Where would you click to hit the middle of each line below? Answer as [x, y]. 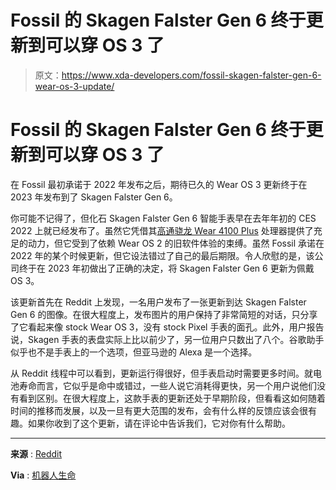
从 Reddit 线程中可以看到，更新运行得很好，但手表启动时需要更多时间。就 [161, 373]
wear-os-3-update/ [74, 86]
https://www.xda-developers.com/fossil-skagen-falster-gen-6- [191, 75]
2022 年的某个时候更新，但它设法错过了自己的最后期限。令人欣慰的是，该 [162, 255]
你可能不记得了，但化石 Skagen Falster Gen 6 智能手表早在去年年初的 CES [163, 218]
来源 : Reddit [36, 453]
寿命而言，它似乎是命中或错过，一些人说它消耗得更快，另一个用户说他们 [167, 385]
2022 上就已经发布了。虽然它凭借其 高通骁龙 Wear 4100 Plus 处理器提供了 [162, 230]
